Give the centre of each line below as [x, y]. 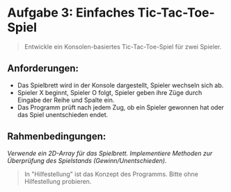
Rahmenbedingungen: [57, 137]
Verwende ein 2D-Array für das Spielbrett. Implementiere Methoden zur [110, 153]
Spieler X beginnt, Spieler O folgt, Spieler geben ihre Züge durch [110, 92]
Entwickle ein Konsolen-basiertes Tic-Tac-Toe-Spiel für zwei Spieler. [123, 46]
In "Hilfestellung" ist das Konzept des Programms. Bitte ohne [111, 174]
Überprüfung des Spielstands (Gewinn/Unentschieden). [87, 160]
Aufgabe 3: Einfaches [71, 13]
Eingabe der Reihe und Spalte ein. [66, 100]
